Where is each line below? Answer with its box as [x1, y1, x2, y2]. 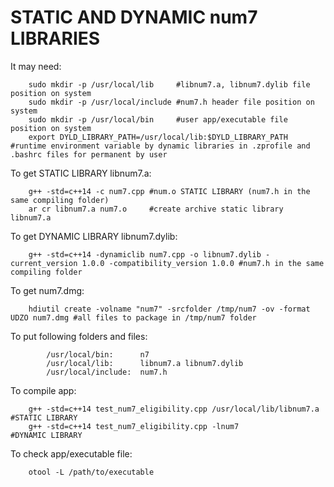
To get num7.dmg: [10, 284, 85, 296]
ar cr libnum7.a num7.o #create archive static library [28, 204, 284, 214]
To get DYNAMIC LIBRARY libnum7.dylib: [10, 230, 178, 242]
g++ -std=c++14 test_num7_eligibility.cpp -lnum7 [28, 421, 240, 431]
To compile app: [10, 384, 77, 396]
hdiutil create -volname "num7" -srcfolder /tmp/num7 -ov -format [28, 304, 311, 314]
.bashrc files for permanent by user [10, 149, 168, 160]
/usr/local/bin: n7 [46, 349, 150, 360]
